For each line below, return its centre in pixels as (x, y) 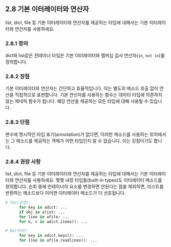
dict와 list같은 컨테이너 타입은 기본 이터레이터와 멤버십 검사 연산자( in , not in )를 (85, 56)
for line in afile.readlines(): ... (58, 240)
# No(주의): (17, 231)
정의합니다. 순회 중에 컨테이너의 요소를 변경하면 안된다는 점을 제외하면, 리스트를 (84, 186)
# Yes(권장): (18, 203)
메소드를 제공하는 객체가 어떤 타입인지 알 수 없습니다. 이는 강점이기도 (84, 141)
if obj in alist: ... (42, 212)
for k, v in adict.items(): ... (53, 221)
